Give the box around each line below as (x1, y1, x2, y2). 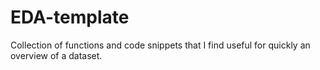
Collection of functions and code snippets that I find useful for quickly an (10, 39, 311, 51)
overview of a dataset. (10, 49, 103, 61)
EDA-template (10, 6, 130, 29)
